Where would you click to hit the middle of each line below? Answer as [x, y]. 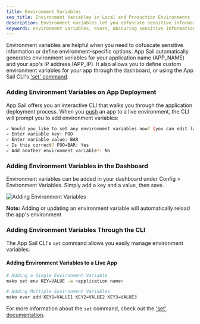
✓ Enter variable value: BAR [42, 140]
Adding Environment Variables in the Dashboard [77, 166]
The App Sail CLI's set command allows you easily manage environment [95, 243]
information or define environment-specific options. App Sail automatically [98, 52]
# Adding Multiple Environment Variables [58, 292]
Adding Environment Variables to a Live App [62, 263]
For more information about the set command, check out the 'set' [86, 309]
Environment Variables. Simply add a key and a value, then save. [85, 185]
